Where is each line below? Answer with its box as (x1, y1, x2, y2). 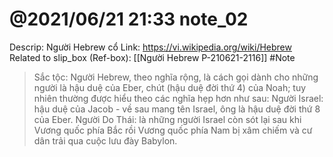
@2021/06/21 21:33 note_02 (9, 8, 249, 31)
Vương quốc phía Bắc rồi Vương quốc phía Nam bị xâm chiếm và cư (33, 124, 313, 136)
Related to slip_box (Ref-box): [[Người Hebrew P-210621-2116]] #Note (9, 51, 296, 63)
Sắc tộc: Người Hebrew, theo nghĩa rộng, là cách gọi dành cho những (33, 71, 319, 83)
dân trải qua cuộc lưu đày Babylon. (33, 134, 178, 147)
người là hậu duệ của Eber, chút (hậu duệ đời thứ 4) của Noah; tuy (33, 81, 307, 93)
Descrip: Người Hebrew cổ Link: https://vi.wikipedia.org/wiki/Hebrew (9, 41, 292, 53)
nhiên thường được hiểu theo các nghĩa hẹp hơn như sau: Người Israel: (33, 92, 324, 104)
